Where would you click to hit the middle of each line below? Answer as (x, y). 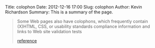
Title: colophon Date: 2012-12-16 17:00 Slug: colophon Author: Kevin (74, 7)
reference (27, 41)
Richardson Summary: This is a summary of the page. (59, 12)
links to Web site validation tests (49, 31)
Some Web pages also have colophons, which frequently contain (82, 21)
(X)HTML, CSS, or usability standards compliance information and (83, 26)
